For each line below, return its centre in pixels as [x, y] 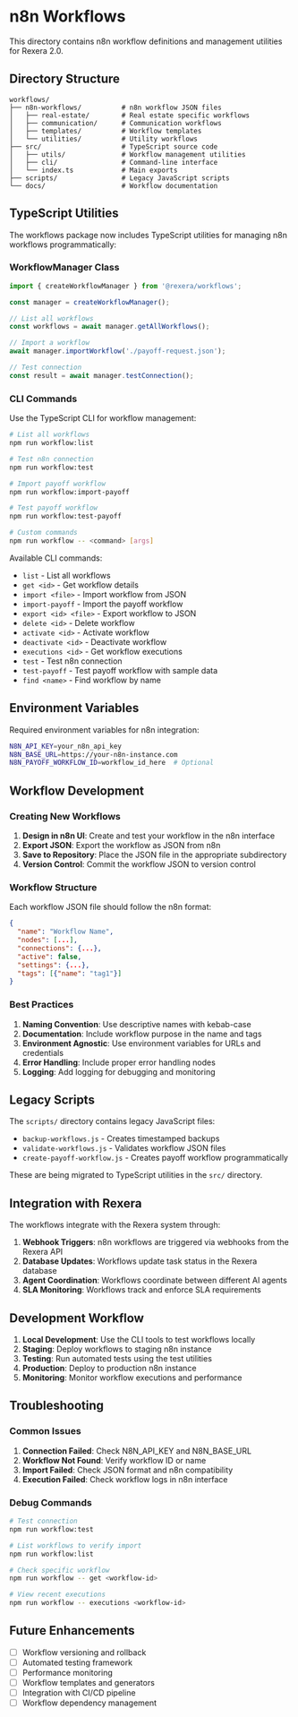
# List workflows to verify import [76, 1545]
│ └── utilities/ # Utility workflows [104, 139]
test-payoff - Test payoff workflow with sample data [120, 670]
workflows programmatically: [63, 245]
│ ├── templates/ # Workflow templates [106, 131]
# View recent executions [57, 1595]
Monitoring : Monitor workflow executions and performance [132, 1378]
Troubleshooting [57, 1406]
